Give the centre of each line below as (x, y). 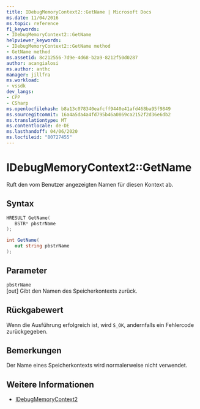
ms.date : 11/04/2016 (33, 18)
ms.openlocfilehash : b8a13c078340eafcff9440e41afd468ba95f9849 (89, 109)
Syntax (20, 204)
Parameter (27, 271)
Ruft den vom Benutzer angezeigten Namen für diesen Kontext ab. (90, 184)
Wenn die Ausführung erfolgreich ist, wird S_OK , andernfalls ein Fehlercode (100, 325)
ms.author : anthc (28, 69)
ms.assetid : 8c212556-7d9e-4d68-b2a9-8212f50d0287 (72, 58)
